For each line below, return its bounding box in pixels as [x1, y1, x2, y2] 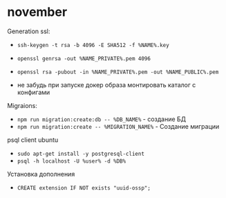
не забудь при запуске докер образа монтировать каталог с [17, 80, 196, 89]
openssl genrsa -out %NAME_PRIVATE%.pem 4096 [17, 55, 151, 62]
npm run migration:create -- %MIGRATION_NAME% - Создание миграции [17, 122, 220, 130]
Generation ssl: [7, 27, 50, 35]
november [7, 4, 68, 20]
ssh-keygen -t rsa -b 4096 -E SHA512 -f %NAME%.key [17, 42, 169, 48]
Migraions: [7, 101, 38, 109]
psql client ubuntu [7, 136, 59, 144]
